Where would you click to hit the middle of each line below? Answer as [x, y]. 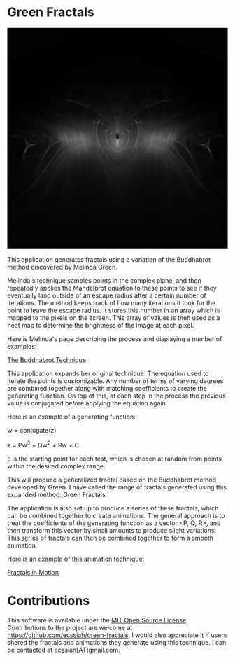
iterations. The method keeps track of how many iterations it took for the [112, 302]
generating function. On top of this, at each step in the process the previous [116, 396]
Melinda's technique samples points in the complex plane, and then [104, 280]
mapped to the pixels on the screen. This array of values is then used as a [114, 318]
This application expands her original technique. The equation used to [108, 373]
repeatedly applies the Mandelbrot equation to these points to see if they [112, 288]
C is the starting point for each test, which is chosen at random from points [115, 459]
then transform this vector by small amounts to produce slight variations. [112, 530]
